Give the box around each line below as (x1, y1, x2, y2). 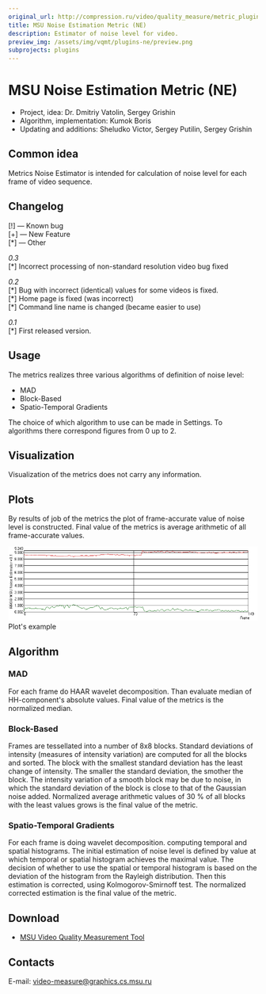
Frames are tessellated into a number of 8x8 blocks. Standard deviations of (8, 741, 253, 751)
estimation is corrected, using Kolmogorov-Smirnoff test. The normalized (8, 880, 247, 889)
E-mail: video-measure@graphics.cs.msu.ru (8, 977, 152, 986)
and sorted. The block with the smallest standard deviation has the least (8, 758, 243, 768)
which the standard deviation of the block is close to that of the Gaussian (8, 783, 247, 793)
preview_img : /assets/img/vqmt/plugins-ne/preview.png (8, 38, 193, 46)
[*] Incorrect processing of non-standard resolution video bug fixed (8, 262, 229, 271)
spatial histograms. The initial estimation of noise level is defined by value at (8, 847, 256, 856)
